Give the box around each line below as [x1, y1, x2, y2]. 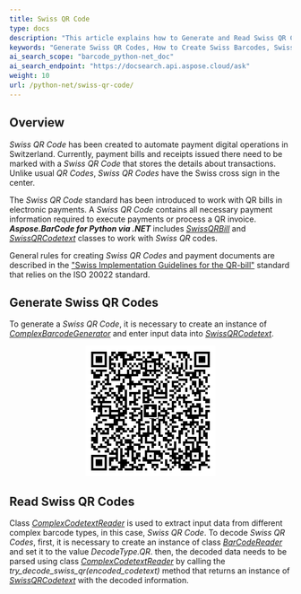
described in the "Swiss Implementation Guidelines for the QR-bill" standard [9, 259, 290, 270]
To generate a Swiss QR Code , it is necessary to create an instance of [9, 319, 267, 329]
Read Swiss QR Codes [9, 494, 135, 509]
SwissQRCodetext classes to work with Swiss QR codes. [9, 232, 218, 243]
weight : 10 [9, 72, 50, 81]
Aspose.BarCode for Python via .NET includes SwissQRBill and [9, 223, 246, 233]
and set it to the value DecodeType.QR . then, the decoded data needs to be [9, 546, 288, 557]
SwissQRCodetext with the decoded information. [9, 575, 190, 586]
